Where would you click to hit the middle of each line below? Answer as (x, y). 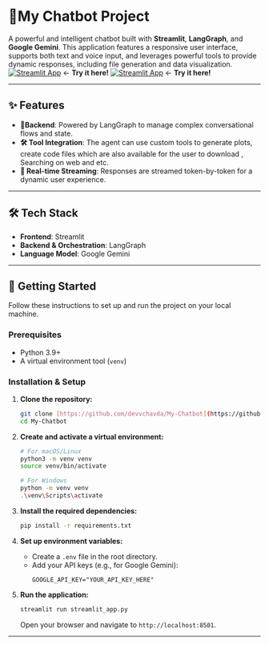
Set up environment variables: (71, 541)
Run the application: (54, 594)
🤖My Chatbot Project (79, 16)
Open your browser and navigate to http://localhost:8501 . (118, 624)
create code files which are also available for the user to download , (132, 154)
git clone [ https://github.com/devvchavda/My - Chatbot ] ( (115, 414)
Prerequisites (35, 335)
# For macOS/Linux (50, 451)
